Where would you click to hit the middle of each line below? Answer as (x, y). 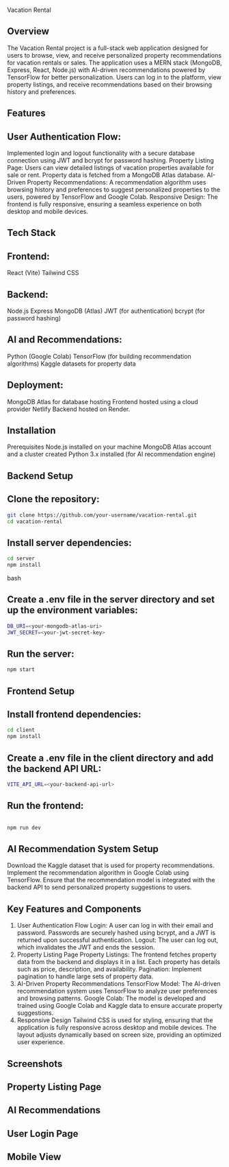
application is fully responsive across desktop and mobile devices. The (117, 1028)
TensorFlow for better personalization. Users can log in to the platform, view (114, 77)
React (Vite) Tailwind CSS (43, 273)
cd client (21, 730)
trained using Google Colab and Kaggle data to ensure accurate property (120, 1006)
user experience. (41, 1042)
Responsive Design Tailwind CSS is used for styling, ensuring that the (115, 1020)
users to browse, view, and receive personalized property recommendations (114, 55)
